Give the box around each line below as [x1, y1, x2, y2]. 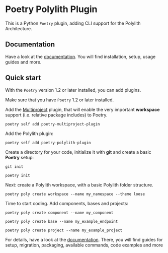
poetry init [5, 173, 30, 178]
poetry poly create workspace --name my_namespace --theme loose [5, 192, 145, 197]
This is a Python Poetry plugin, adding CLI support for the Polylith [5, 20, 141, 26]
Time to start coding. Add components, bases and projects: [5, 200, 129, 206]
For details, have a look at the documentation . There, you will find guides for [5, 236, 163, 242]
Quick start [5, 74, 41, 82]
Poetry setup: [5, 154, 34, 160]
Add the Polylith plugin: [5, 130, 54, 137]
